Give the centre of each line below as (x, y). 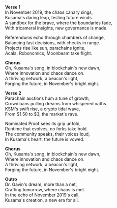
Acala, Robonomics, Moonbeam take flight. (49, 53)
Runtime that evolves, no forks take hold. (46, 129)
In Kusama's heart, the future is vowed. (45, 139)
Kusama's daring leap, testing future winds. (49, 17)
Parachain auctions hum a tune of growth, (47, 98)
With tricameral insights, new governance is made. (56, 28)
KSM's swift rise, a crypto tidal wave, (43, 109)
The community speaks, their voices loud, (47, 134)
